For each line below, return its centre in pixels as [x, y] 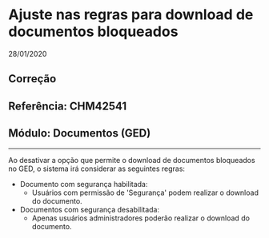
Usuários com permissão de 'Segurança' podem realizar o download [145, 192]
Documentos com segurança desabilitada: [90, 209]
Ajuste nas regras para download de [131, 15]
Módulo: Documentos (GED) [80, 133]
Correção [32, 79]
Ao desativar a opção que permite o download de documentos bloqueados [132, 160]
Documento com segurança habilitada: [84, 184]
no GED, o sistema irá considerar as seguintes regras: [97, 169]
